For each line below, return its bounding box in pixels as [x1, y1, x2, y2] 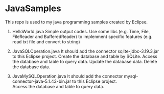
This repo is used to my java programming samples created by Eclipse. [5, 19, 148, 25]
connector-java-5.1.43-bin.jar [12, 78, 71, 84]
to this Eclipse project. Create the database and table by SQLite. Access [12, 53, 158, 59]
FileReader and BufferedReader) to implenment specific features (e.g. [12, 34, 153, 39]
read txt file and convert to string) [12, 38, 80, 44]
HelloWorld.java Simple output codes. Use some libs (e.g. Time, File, [12, 28, 150, 34]
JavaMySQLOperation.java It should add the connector [12, 73, 123, 79]
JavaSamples [5, 3, 61, 14]
